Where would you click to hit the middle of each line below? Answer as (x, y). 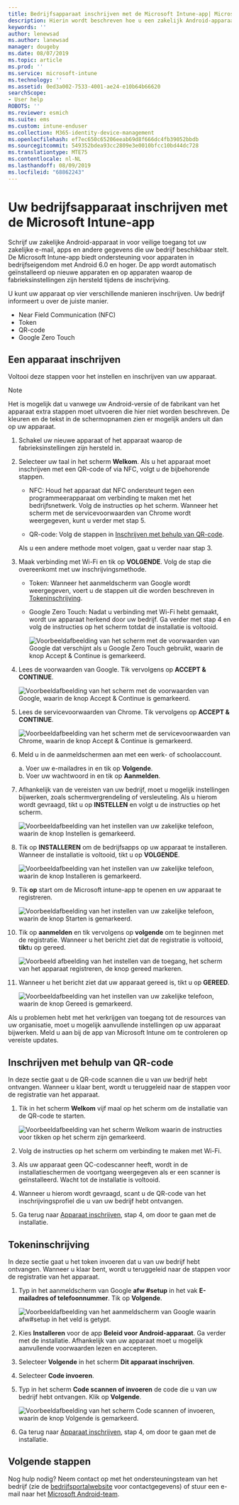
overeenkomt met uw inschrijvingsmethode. (82, 570)
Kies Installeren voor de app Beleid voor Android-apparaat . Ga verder (122, 1333)
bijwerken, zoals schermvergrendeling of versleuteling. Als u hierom (118, 797)
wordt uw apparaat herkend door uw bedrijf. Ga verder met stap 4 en (130, 620)
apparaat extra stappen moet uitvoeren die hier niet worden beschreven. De (119, 411)
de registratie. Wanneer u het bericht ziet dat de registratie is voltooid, (121, 940)
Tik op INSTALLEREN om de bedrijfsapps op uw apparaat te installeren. (123, 848)
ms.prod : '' (26, 67)
